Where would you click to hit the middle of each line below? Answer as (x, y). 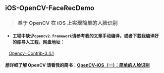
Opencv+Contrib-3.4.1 (31, 53)
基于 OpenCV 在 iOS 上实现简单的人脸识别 (67, 23)
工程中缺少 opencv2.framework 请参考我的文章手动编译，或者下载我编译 (83, 36)
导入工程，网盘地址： (43, 42)
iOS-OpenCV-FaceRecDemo (50, 8)
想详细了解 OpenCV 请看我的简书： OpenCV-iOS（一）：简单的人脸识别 (78, 65)
